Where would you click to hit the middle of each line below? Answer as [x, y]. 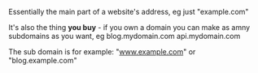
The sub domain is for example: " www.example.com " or [102, 52]
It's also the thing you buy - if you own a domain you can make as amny [129, 27]
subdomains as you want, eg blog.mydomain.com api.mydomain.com [125, 36]
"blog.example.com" [43, 60]
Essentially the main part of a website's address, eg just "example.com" [129, 12]
